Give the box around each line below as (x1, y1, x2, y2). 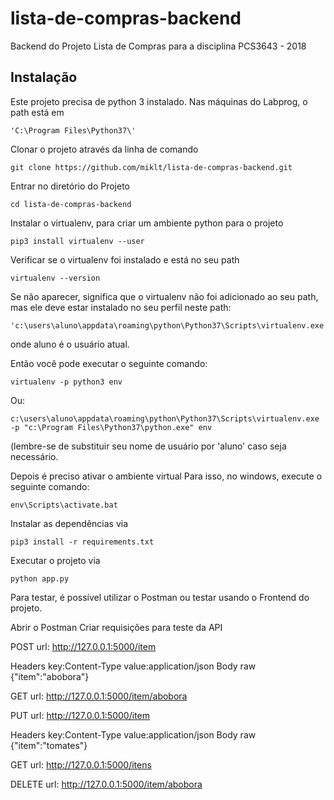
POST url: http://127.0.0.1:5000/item (10, 640, 157, 652)
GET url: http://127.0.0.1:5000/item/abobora (10, 690, 188, 702)
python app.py (10, 573, 70, 584)
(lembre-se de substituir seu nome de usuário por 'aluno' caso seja (10, 440, 287, 452)
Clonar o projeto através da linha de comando (10, 143, 199, 155)
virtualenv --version (10, 273, 101, 283)
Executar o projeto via (10, 554, 101, 566)
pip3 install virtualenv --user (10, 236, 145, 246)
